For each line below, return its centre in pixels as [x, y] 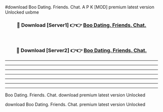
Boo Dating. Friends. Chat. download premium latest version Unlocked [75, 95]
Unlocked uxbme [22, 12]
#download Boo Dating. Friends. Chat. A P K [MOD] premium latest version [80, 7]
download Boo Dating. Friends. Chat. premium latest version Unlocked [75, 104]
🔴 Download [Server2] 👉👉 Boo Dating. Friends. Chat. [81, 51]
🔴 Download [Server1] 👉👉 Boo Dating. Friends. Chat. [81, 25]
